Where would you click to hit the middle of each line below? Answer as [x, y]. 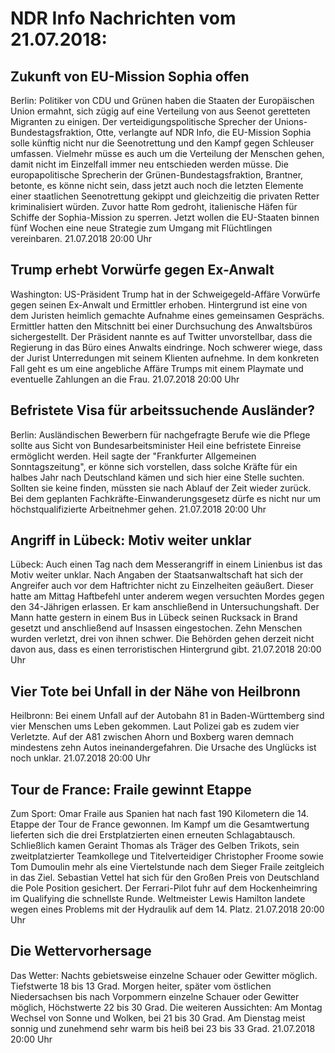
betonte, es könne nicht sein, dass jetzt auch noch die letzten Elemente [157, 185]
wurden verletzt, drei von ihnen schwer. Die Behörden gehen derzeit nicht [162, 639]
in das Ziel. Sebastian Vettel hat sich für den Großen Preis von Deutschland [165, 878]
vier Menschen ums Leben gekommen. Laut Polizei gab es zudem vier [155, 726]
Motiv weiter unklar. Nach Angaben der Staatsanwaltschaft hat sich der [157, 575]
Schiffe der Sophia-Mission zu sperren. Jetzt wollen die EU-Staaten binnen [165, 217]
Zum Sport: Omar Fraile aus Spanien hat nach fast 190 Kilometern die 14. [160, 814]
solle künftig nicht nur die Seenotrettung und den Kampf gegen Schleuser [162, 143]
